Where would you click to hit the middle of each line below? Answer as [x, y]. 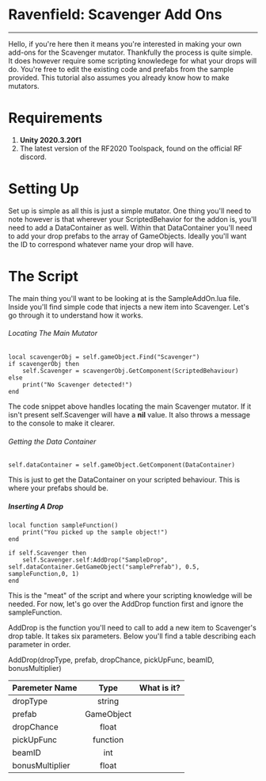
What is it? [160, 688]
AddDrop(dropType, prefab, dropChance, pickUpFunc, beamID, [111, 660]
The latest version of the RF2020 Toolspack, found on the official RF [131, 148]
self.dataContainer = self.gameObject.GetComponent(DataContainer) [122, 465]
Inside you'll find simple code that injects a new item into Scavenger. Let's [129, 307]
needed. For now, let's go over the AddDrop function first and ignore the [126, 604]
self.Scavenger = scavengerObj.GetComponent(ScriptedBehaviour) [131, 371]
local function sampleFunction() [63, 526]
